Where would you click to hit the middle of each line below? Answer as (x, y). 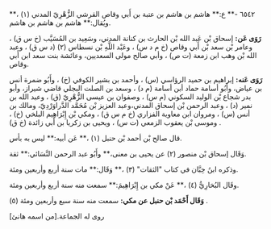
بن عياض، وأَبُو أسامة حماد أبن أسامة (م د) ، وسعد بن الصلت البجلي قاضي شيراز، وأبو (136, 88)
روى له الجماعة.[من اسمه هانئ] (57, 216)
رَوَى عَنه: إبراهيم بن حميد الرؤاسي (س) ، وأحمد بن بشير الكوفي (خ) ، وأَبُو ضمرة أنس (136, 79)
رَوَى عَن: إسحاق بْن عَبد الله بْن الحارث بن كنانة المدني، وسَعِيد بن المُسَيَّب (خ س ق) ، (135, 38)
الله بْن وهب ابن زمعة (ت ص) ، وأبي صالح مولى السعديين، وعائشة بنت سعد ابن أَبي (133, 55)
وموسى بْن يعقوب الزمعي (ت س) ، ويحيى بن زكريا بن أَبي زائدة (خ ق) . (115, 122)
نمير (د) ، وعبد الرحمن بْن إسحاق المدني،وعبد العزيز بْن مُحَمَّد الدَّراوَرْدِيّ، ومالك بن (131, 105)
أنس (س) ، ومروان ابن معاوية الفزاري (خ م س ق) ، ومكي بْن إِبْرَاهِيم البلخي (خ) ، (130, 114)
